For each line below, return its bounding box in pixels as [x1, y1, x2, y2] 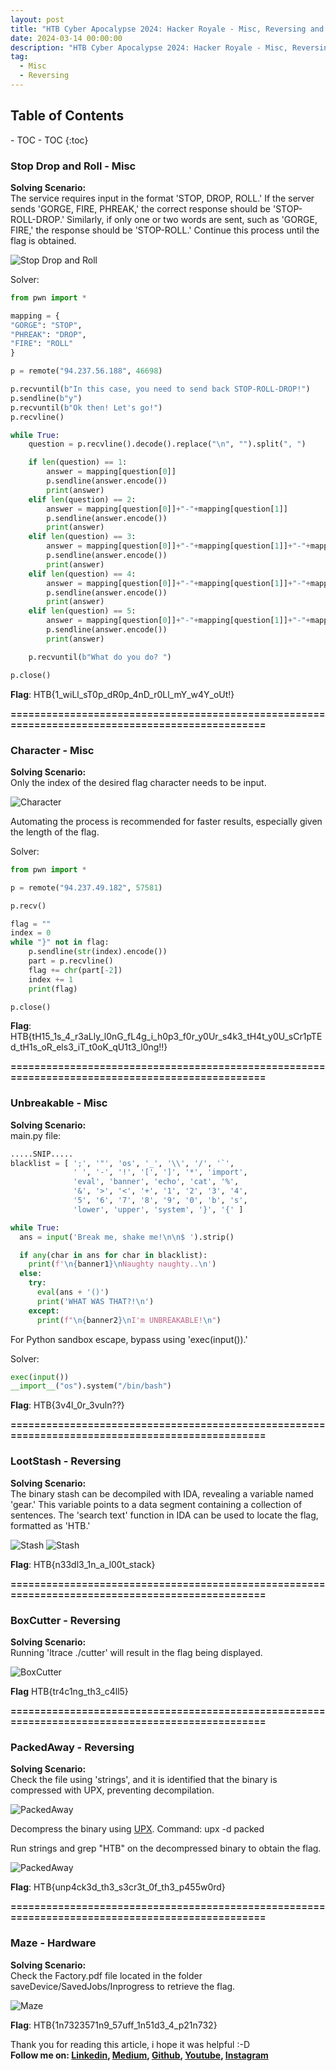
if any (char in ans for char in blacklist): [19, 1250, 208, 1260]
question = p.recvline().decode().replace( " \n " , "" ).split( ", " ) [28, 439, 307, 450]
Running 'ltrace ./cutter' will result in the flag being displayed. [10, 1646, 263, 1658]
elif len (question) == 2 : [28, 494, 137, 505]
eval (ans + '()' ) [36, 1287, 110, 1298]
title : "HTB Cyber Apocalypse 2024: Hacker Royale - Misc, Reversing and [10, 24, 325, 34]
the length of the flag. [10, 826, 100, 838]
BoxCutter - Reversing [10, 1613, 121, 1627]
